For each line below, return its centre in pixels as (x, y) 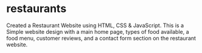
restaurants (37, 9)
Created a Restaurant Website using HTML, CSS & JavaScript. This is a (95, 25)
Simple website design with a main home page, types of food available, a (98, 31)
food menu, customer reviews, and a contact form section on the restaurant (101, 38)
